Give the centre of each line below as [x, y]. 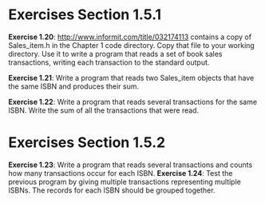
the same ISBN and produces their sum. [74, 86]
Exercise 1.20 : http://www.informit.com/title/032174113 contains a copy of [130, 37]
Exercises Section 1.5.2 [87, 143]
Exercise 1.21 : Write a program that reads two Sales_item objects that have [131, 78]
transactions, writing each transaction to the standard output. [109, 62]
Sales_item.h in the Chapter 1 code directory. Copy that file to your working [132, 45]
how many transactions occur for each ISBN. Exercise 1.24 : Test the [121, 173]
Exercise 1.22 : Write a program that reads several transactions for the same [133, 101]
